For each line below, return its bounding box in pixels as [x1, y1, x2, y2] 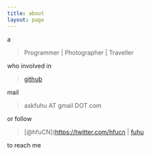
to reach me [7, 141, 41, 149]
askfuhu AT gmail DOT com [23, 101, 102, 109]
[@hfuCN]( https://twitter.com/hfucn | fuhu [23, 128, 144, 136]
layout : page [7, 16, 45, 23]
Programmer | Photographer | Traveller [23, 48, 134, 57]
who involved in [7, 61, 51, 70]
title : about [7, 10, 45, 17]
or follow [7, 114, 32, 123]
